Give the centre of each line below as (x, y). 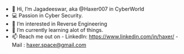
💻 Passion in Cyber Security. (47, 15)
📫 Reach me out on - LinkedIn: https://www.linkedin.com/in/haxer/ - (95, 37)
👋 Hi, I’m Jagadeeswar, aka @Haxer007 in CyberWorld (78, 9)
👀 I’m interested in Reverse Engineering (59, 24)
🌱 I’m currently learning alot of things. (57, 30)
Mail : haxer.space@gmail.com (49, 45)
